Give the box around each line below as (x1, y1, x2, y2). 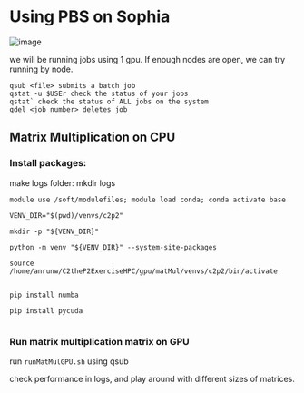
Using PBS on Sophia (9, 6, 171, 27)
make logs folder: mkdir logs (9, 177, 116, 188)
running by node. (9, 64, 74, 74)
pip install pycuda (9, 306, 83, 315)
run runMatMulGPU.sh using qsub (9, 356, 129, 367)
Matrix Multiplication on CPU (9, 130, 176, 145)
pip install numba (9, 290, 79, 300)
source (9, 259, 34, 268)
